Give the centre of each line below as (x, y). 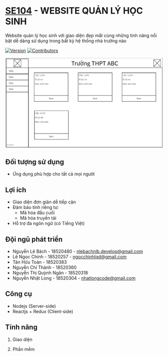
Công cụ (19, 294)
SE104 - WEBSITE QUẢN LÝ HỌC (74, 11)
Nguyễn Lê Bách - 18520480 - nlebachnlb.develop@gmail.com (77, 251)
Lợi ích (16, 190)
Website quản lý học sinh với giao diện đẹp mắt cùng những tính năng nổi (81, 35)
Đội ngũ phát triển (34, 239)
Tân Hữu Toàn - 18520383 (40, 262)
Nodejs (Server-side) (34, 306)
